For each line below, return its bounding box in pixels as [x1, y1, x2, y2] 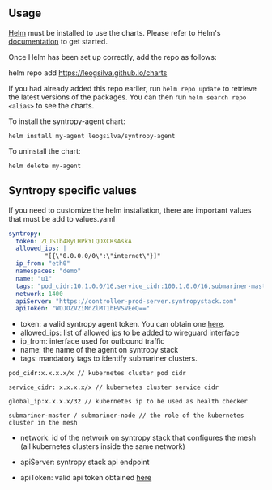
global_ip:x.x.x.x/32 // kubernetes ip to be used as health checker [8, 398, 249, 406]
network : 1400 [15, 289, 63, 298]
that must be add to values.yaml [8, 213, 116, 223]
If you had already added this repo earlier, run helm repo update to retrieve [8, 83, 257, 93]
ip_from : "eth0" [15, 260, 70, 268]
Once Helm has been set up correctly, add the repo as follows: [8, 52, 217, 61]
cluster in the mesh [8, 419, 79, 427]
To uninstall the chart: [8, 146, 81, 156]
